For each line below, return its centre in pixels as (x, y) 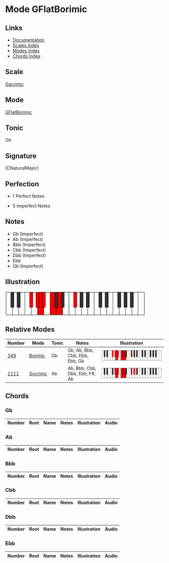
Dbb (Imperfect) (29, 255)
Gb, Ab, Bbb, (81, 350)
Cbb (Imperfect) (29, 250)
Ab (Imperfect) (28, 239)
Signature (21, 156)
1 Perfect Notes (28, 196)
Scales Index (26, 45)
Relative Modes (30, 330)
